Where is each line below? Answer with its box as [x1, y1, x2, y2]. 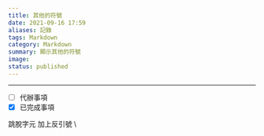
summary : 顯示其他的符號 [8, 48, 81, 56]
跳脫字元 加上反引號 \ [8, 119, 77, 128]
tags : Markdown [8, 33, 58, 42]
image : [8, 56, 30, 64]
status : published [8, 63, 68, 71]
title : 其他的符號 [8, 11, 63, 20]
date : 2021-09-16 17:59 [8, 19, 86, 27]
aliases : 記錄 [8, 26, 53, 34]
